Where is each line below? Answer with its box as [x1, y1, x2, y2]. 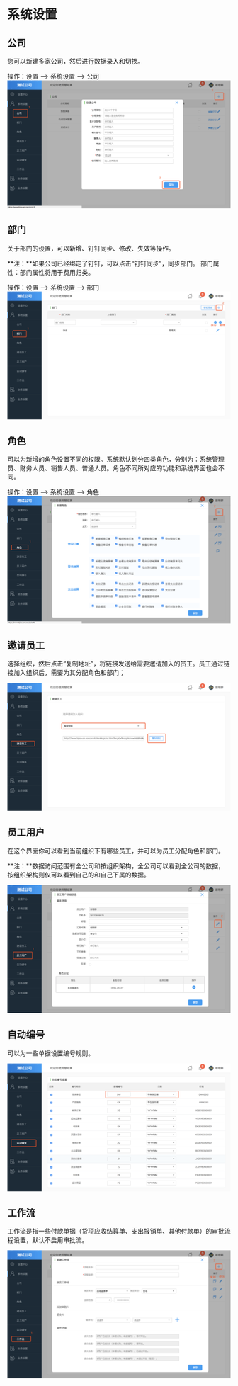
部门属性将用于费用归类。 [19, 268, 94, 276]
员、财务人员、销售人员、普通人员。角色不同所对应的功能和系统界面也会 [7, 464, 218, 472]
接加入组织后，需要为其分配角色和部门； [7, 669, 125, 677]
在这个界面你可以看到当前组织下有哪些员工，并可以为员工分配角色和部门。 [7, 846, 225, 855]
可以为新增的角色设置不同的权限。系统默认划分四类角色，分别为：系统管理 [7, 455, 225, 464]
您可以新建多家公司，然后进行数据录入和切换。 [7, 57, 144, 65]
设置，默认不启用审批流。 [13, 1236, 89, 1244]
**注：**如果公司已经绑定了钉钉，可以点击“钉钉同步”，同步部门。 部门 [7, 259, 214, 268]
